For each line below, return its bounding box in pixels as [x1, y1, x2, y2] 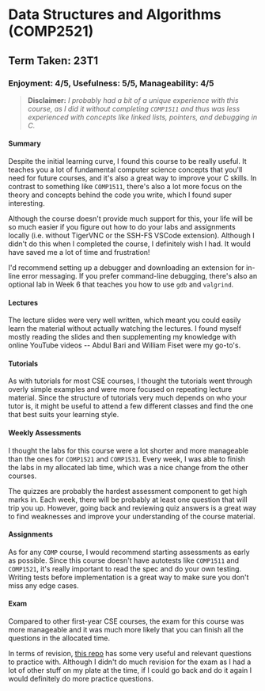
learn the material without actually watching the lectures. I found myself [8, 324, 242, 333]
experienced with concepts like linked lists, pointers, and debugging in [27, 112, 258, 122]
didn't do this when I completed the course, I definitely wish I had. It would [8, 239, 251, 249]
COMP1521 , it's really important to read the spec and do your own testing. [8, 564, 242, 573]
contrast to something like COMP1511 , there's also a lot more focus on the [8, 182, 243, 192]
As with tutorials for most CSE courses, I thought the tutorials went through [8, 376, 253, 385]
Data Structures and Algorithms [8, 6, 221, 24]
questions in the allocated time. [8, 633, 111, 643]
